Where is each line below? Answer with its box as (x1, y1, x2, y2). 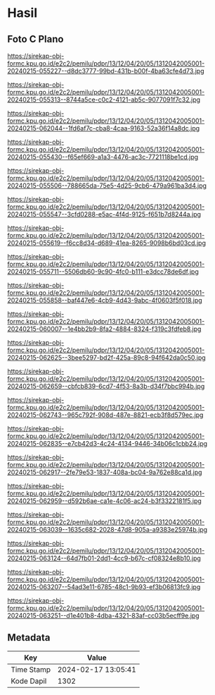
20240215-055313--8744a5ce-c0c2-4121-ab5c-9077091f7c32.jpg (7, 95, 201, 104)
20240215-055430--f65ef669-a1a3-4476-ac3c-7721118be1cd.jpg (7, 153, 199, 161)
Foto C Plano (7, 33, 64, 45)
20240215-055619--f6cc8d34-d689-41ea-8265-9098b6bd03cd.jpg (7, 238, 206, 247)
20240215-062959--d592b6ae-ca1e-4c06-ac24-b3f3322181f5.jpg (7, 497, 202, 505)
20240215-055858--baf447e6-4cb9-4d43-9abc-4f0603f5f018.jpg (7, 296, 202, 304)
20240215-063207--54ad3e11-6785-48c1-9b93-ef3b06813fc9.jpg (7, 583, 201, 591)
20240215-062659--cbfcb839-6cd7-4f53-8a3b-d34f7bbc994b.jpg (7, 382, 205, 390)
